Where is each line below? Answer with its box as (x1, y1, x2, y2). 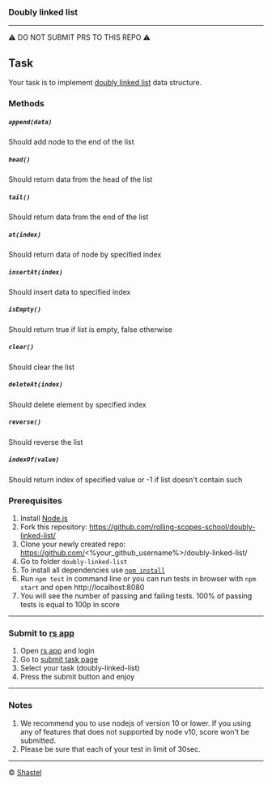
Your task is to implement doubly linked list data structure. (8, 78, 202, 88)
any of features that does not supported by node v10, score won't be (19, 727, 249, 736)
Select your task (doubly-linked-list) (19, 663, 140, 673)
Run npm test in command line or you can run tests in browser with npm (19, 574, 257, 584)
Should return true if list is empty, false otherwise (8, 324, 172, 334)
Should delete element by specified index (8, 399, 147, 409)
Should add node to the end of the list (8, 137, 135, 146)
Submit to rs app (8, 628, 75, 639)
